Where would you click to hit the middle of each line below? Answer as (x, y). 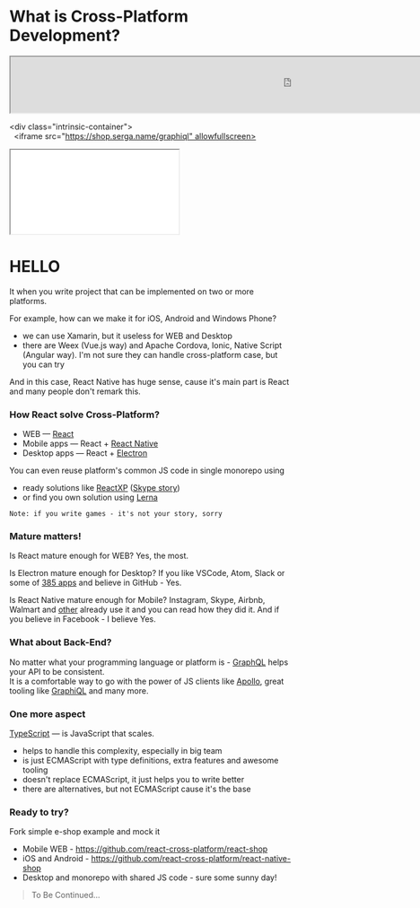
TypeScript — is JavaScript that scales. (82, 734)
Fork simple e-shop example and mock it (85, 832)
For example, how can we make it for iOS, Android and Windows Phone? (143, 318)
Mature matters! (45, 537)
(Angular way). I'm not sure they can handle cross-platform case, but (150, 354)
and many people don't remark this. (75, 391)
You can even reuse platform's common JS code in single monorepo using (147, 471)
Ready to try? (39, 812)
